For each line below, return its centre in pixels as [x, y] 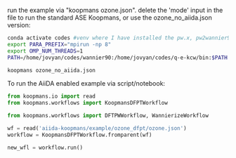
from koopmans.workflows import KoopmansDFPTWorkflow [88, 103]
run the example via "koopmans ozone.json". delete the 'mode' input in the [115, 10]
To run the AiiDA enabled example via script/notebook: [86, 84]
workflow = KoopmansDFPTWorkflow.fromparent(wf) [80, 135]
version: [19, 25]
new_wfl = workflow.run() [45, 147]
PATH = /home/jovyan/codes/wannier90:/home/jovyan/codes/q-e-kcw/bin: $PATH [118, 58]
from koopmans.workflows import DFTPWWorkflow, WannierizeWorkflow [108, 116]
